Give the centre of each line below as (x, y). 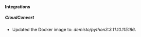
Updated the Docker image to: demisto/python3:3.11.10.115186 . (74, 29)
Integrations (18, 7)
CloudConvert (20, 18)
